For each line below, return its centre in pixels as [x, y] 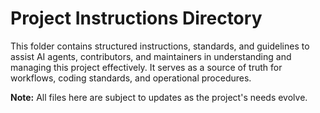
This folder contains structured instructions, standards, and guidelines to [160, 46]
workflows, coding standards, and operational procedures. [131, 78]
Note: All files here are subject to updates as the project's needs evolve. [159, 97]
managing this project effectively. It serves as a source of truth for [146, 67]
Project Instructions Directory [136, 18]
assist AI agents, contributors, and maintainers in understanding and [151, 56]
